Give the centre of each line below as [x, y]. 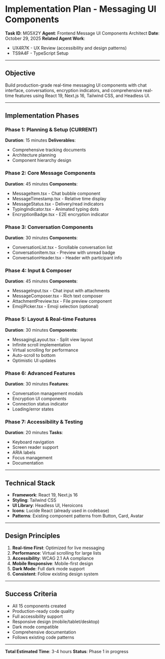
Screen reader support [35, 447]
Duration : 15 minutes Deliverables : [41, 140]
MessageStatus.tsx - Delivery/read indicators [58, 204]
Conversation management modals [48, 393]
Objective [20, 73]
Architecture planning [34, 155]
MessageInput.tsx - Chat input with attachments [61, 291]
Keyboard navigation [33, 442]
